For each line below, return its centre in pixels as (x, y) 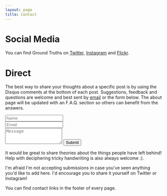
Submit (72, 143)
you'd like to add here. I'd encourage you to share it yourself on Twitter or (81, 173)
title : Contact (21, 14)
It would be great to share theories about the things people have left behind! (83, 153)
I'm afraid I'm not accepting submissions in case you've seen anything (78, 168)
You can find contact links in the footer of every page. (61, 188)
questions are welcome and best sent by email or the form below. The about (83, 97)
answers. (14, 108)
